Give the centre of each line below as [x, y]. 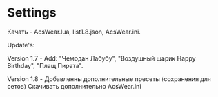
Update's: [21, 45]
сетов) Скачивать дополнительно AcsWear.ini [74, 86]
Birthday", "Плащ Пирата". [45, 65]
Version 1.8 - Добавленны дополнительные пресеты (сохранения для [109, 79]
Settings [32, 13]
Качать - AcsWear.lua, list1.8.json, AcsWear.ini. [74, 32]
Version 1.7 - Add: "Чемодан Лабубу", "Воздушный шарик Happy [101, 58]
